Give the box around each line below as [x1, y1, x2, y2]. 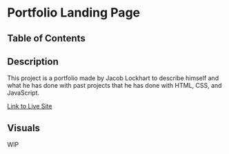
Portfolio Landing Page [7, 5, 140, 21]
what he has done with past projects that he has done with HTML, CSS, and [7, 81, 222, 90]
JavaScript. [7, 88, 40, 97]
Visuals [7, 122, 40, 134]
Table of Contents [7, 32, 86, 44]
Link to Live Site [7, 102, 52, 110]
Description [7, 55, 59, 67]
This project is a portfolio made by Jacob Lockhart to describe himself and [7, 74, 219, 82]
